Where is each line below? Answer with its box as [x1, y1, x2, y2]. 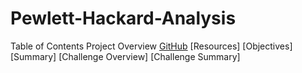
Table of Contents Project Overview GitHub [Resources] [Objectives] [10, 40, 293, 52]
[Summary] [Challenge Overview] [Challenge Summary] [10, 50, 241, 62]
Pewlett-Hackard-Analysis [10, 7, 237, 30]
